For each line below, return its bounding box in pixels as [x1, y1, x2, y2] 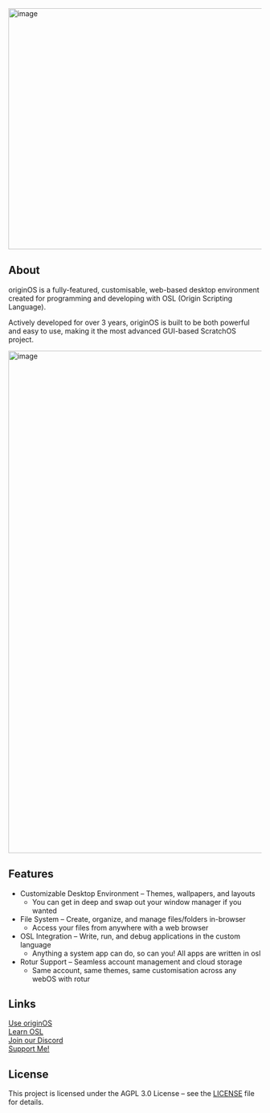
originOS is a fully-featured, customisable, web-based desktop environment [8, 284, 260, 294]
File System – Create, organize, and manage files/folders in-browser [19, 914, 247, 923]
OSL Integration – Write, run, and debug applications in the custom [19, 931, 241, 941]
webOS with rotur [31, 974, 91, 984]
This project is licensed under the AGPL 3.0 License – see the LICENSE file [8, 1089, 255, 1099]
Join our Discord [8, 1036, 63, 1045]
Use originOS [8, 1018, 53, 1028]
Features [8, 867, 54, 881]
